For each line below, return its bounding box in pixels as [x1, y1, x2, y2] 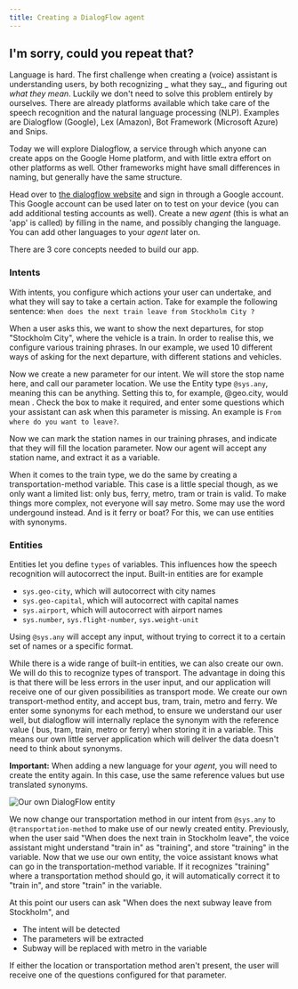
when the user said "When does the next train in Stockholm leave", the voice [9, 833, 290, 844]
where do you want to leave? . [9, 416, 120, 426]
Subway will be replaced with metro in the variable [21, 943, 207, 953]
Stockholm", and [9, 907, 69, 918]
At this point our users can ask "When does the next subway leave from [9, 897, 272, 908]
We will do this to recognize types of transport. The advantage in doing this [9, 668, 286, 678]
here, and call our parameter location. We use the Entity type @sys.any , [9, 377, 269, 388]
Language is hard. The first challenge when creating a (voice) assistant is [9, 69, 278, 80]
